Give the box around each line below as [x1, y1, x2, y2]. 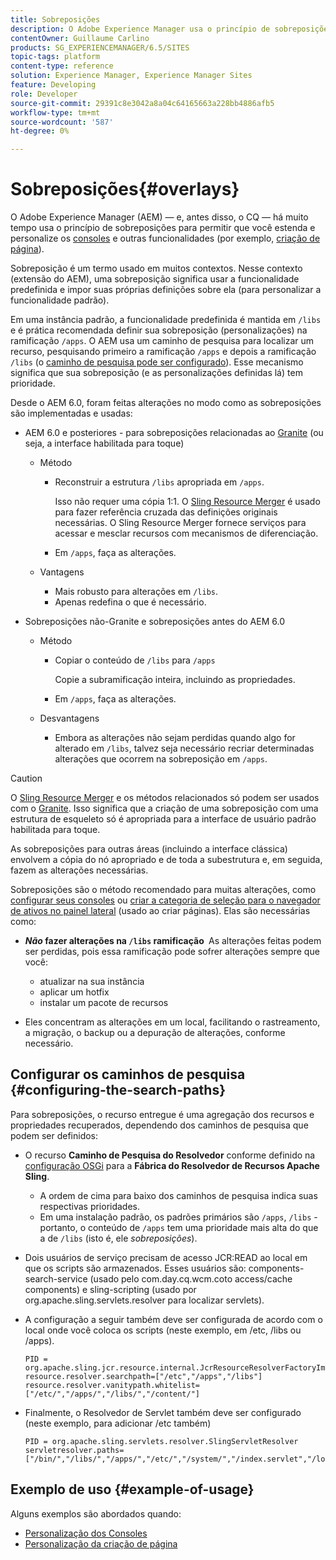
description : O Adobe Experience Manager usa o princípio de [10, 24, 271, 34]
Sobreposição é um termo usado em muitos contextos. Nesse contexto [10, 262, 303, 275]
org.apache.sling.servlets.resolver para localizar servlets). [24, 1294, 265, 1306]
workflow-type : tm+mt [10, 107, 101, 118]
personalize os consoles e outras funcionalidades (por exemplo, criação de [10, 232, 321, 245]
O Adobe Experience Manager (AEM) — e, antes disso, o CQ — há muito [10, 211, 309, 223]
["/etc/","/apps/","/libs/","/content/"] [24, 1389, 200, 1399]
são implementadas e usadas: [10, 407, 133, 420]
